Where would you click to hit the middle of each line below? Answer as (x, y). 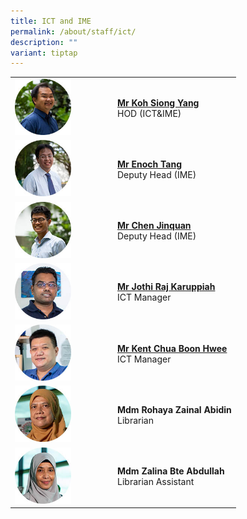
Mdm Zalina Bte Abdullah (171, 471)
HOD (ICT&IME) (149, 113)
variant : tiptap (44, 53)
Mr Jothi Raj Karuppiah (166, 287)
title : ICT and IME (51, 21)
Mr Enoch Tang (150, 164)
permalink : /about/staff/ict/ (73, 31)
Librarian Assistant (156, 481)
